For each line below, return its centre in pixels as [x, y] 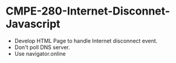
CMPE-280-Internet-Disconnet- [88, 11]
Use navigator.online [40, 53]
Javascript [33, 24]
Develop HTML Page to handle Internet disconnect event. [86, 41]
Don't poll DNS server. [42, 47]
